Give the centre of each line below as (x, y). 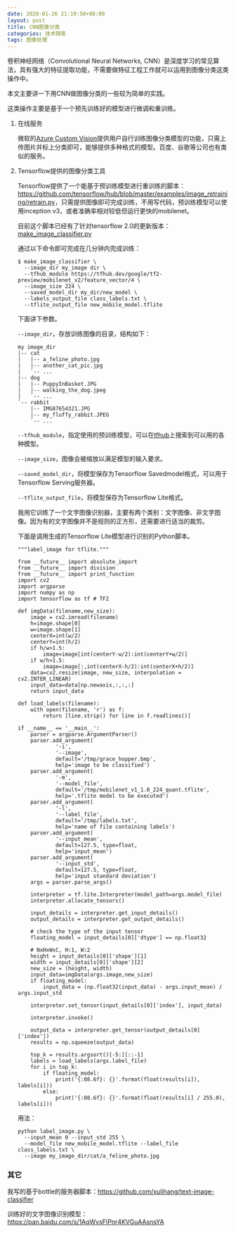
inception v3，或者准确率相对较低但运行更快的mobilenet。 (108, 211)
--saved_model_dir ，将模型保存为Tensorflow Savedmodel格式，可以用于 (123, 474)
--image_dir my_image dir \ (65, 268)
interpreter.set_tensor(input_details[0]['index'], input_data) (126, 1006)
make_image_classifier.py (54, 234)
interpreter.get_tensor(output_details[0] (137, 1030)
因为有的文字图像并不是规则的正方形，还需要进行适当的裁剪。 (119, 521)
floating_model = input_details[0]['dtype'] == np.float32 (119, 938)
